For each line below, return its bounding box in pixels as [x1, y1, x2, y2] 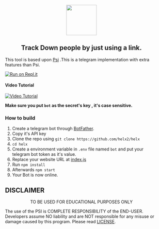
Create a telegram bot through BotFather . [12, 126, 95, 131]
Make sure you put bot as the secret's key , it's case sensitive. [5, 102, 133, 109]
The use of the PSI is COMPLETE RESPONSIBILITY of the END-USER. [5, 209, 143, 214]
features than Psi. [5, 62, 40, 67]
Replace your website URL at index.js [12, 157, 86, 163]
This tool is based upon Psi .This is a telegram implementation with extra [5, 56, 149, 63]
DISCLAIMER [5, 186, 45, 194]
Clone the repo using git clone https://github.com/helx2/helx [12, 136, 140, 142]
